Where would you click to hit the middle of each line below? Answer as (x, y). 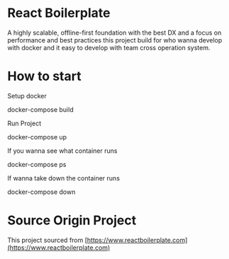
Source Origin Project (72, 220)
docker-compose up (37, 137)
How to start (44, 76)
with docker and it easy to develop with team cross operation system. (109, 47)
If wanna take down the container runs (64, 178)
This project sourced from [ (47, 240)
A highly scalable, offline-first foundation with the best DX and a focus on (114, 33)
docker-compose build (40, 109)
